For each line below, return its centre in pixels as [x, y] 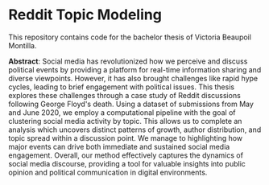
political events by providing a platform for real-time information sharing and [135, 69]
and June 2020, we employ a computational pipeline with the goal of [122, 112]
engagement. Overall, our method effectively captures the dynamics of [126, 155]
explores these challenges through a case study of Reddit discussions [125, 95]
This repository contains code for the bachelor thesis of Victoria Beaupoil [130, 37]
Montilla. [23, 45]
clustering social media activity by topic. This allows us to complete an [125, 121]
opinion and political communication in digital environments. [108, 172]
